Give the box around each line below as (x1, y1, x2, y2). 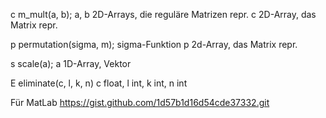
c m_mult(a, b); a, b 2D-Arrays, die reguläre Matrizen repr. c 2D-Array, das (10, 9, 317, 20)
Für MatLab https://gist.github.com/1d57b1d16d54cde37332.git (10, 97, 270, 108)
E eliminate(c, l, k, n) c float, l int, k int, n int (10, 77, 188, 89)
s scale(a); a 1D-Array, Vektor (10, 58, 132, 69)
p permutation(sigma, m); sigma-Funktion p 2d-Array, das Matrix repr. (10, 39, 298, 50)
